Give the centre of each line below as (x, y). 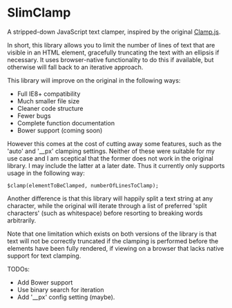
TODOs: (18, 269)
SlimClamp (39, 13)
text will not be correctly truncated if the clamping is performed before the (113, 241)
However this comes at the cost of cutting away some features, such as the (115, 143)
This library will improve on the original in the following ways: (94, 80)
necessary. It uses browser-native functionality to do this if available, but (110, 59)
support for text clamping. (44, 256)
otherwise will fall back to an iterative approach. (75, 67)
